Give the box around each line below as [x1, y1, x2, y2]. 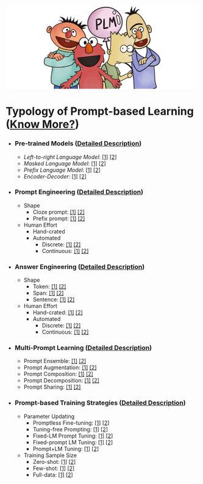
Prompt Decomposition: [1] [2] [23, 377, 100, 384]
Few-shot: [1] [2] [32, 464, 75, 472]
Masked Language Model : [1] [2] [23, 159, 106, 167]
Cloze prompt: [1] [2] [32, 208, 85, 216]
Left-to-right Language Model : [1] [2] [23, 153, 117, 161]
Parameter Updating [23, 413, 75, 420]
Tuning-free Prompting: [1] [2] [32, 425, 108, 433]
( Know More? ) [5, 117, 80, 131]
